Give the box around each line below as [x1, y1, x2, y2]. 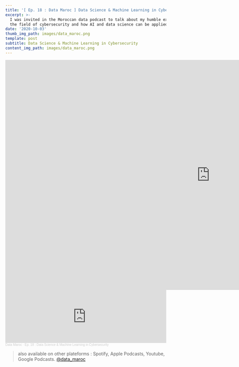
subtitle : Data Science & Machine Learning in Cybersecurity [5, 41, 138, 46]
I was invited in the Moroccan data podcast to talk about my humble [10, 17, 161, 22]
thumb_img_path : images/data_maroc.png [5, 31, 90, 36]
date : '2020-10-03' [5, 27, 47, 32]
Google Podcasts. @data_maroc [17, 356, 86, 362]
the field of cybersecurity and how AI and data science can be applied [10, 21, 168, 27]
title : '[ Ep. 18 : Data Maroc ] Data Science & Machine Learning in [5, 7, 157, 13]
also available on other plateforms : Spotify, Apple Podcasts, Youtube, [17, 351, 165, 357]
